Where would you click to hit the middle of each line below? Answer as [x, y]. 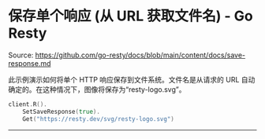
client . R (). [28, 104]
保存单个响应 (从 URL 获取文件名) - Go [131, 16]
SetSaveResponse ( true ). [62, 112]
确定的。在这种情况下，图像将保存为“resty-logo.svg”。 [97, 89]
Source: [21, 55]
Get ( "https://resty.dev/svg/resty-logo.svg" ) [99, 119]
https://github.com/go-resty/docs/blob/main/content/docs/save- [140, 55]
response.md [30, 63]
